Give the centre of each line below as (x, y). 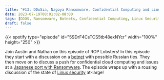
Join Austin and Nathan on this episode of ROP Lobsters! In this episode (78, 52)
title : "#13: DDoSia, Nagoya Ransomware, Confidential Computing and (77, 10)
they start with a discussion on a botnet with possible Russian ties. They (78, 57)
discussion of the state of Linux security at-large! (54, 72)
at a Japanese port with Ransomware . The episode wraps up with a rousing (81, 67)
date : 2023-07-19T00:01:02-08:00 (39, 14)
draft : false (18, 23)
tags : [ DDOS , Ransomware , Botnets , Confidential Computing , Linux (74, 19)
